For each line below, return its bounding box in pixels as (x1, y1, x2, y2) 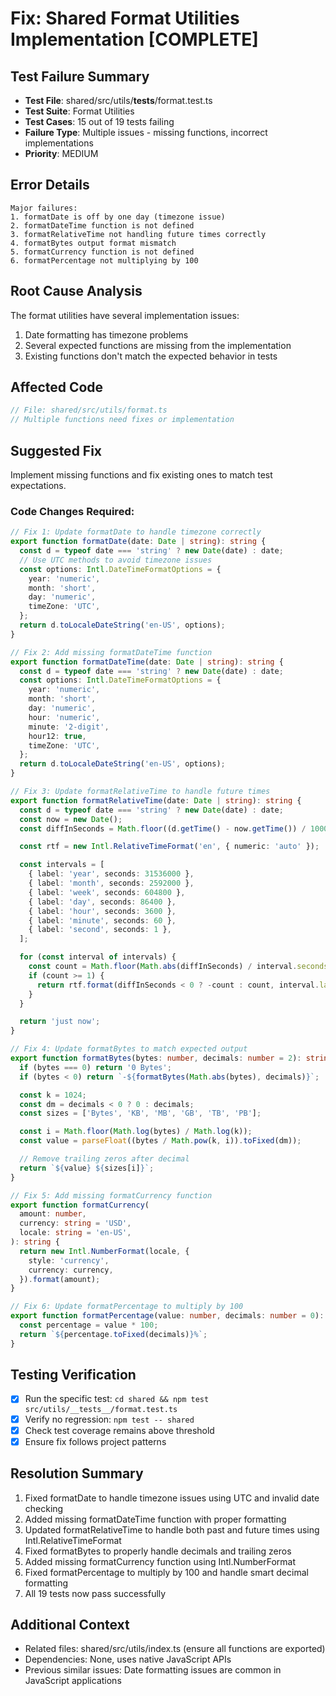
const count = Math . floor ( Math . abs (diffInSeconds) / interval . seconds (28, 962, 329, 972)
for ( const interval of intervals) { (19, 952, 177, 962)
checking (24, 1502, 64, 1514)
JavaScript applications (24, 1675, 122, 1687)
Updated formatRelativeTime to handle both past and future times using (24, 1523, 320, 1536)
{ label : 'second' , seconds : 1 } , (28, 925, 172, 935)
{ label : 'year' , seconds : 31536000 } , (28, 869, 195, 879)
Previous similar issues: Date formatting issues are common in (24, 1664, 282, 1676)
